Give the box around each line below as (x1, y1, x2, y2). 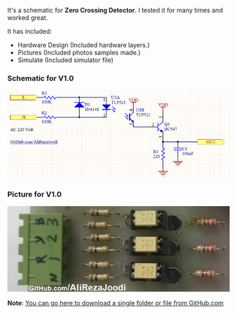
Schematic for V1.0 (7, 73, 74, 83)
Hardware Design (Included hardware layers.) (17, 41, 150, 49)
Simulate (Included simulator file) (17, 56, 114, 64)
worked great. (7, 13, 48, 22)
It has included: (7, 28, 52, 35)
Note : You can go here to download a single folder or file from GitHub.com (7, 298, 224, 307)
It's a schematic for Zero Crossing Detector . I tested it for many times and (7, 6, 224, 14)
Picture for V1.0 (7, 190, 62, 200)
